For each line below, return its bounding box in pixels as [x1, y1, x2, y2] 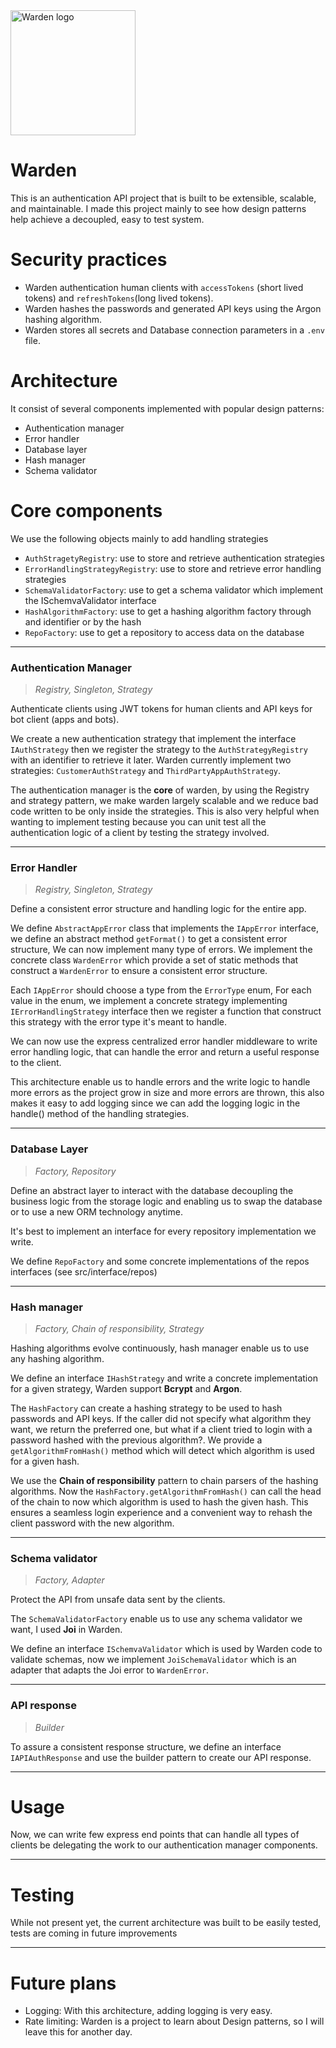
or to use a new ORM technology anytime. [10, 1205, 183, 1218]
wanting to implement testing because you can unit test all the [10, 816, 267, 828]
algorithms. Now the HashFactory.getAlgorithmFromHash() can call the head [10, 1485, 322, 1497]
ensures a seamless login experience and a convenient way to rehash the [10, 1506, 313, 1518]
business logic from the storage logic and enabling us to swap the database [10, 1195, 323, 1207]
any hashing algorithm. [10, 1352, 105, 1364]
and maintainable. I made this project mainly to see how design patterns [10, 202, 307, 214]
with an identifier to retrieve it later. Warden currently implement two [10, 754, 292, 766]
